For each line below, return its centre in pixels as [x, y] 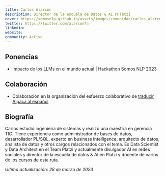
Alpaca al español [30, 101]
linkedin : [15, 28]
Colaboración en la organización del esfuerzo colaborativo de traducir [83, 96]
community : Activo [24, 37]
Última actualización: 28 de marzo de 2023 [49, 170]
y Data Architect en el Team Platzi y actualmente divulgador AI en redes [78, 149]
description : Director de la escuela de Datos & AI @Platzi [68, 14]
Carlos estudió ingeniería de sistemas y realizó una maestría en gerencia [79, 129]
